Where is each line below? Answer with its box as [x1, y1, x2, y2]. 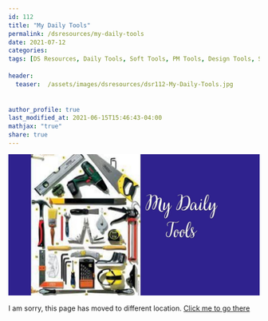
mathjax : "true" [8, 122, 62, 131]
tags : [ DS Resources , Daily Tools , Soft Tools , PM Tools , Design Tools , [8, 55, 255, 63]
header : [8, 72, 34, 80]
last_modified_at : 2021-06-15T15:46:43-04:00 [8, 114, 162, 122]
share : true [8, 131, 48, 139]
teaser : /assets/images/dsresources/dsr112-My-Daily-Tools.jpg [15, 80, 234, 88]
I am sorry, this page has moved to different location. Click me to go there [8, 303, 250, 313]
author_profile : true [8, 105, 81, 113]
